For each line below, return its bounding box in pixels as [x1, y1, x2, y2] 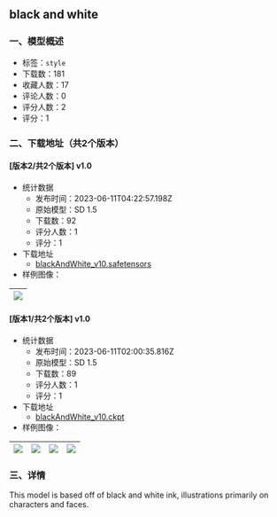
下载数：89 [35, 368, 77, 380]
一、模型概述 [9, 35, 65, 48]
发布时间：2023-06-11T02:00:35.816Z [35, 346, 174, 357]
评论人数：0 [21, 90, 66, 101]
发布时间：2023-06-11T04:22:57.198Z [35, 192, 173, 203]
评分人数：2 [21, 101, 66, 112]
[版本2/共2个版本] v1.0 [9, 161, 93, 171]
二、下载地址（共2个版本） [9, 137, 124, 149]
